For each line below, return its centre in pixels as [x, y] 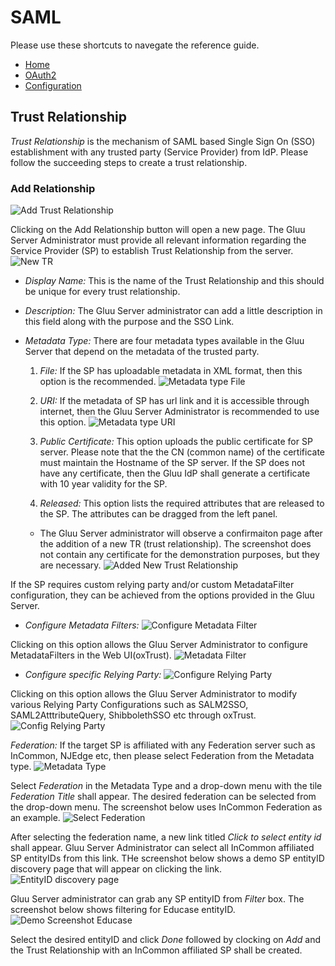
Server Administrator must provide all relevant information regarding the [158, 240]
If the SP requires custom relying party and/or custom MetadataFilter [152, 585]
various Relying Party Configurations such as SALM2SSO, [129, 705]
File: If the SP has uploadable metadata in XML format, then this [171, 371]
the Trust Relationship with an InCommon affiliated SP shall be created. [156, 950]
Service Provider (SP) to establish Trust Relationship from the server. [152, 251]
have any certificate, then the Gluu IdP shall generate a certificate [175, 473]
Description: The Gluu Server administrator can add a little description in [173, 311]
